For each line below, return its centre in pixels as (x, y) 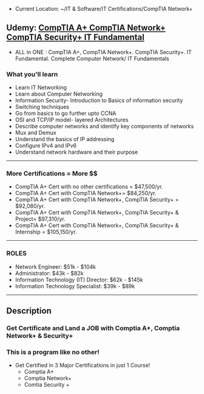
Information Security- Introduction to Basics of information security (99, 100)
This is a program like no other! (53, 352)
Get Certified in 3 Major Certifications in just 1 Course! (83, 365)
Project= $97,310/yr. (40, 219)
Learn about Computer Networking (59, 94)
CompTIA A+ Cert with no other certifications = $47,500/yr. (89, 187)
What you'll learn (32, 74)
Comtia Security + (47, 385)
